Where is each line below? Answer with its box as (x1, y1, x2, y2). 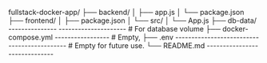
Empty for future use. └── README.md (74, 41, 205, 50)
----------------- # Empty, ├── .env (54, 32, 174, 42)
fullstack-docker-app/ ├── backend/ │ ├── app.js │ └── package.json (8, 8, 245, 17)
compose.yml (8, 32, 54, 42)
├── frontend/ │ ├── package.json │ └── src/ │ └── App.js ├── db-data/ (8, 16, 257, 25)
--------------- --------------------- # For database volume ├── (8, 24, 221, 33)
